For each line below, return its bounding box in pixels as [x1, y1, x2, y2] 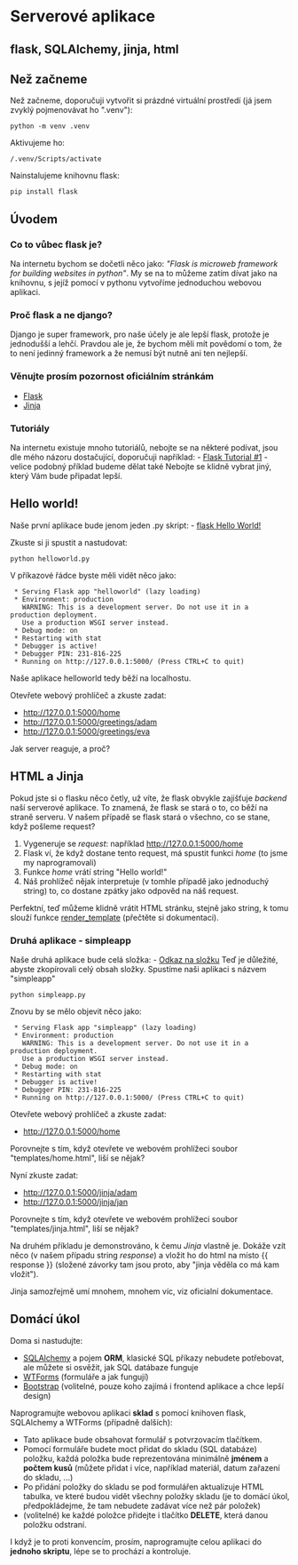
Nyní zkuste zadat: [10, 1170, 79, 1180]
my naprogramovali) [22, 857, 97, 867]
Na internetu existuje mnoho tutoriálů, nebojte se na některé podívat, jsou [10, 442, 278, 452]
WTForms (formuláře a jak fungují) [22, 1371, 149, 1382]
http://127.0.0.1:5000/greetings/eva [22, 726, 150, 737]
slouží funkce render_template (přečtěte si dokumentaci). [10, 912, 220, 922]
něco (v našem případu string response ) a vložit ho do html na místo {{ [10, 1250, 269, 1260]
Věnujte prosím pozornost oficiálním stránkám [10, 371, 215, 383]
